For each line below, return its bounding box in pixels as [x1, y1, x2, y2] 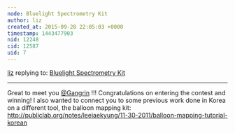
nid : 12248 [7, 36, 39, 43]
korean [7, 118, 28, 127]
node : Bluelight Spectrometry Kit [7, 10, 108, 17]
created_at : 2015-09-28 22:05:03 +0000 [7, 23, 124, 30]
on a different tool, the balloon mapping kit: [7, 103, 131, 112]
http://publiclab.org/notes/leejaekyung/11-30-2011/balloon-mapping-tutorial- [7, 111, 228, 119]
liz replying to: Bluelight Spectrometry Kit [7, 68, 126, 77]
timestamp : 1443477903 [7, 29, 73, 37]
